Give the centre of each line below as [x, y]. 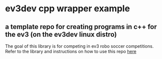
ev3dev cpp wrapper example [67, 9]
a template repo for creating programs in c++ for [81, 27]
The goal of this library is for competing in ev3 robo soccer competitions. [80, 46]
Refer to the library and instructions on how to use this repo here [71, 51]
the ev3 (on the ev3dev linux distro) [61, 34]
